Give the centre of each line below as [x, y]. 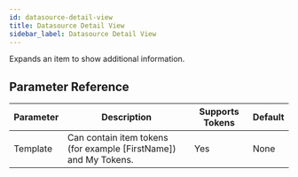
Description [127, 118]
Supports [219, 112]
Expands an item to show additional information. [97, 59]
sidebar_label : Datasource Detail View [83, 34]
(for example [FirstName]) [122, 149]
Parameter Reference [70, 86]
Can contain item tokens [118, 138]
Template [33, 149]
